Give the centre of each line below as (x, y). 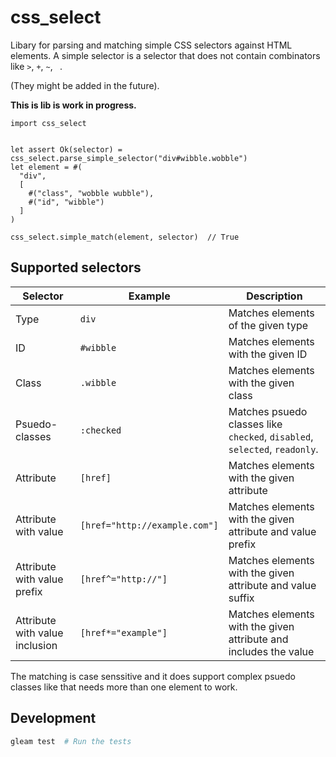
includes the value (271, 651)
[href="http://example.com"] (149, 525)
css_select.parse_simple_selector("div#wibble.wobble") (129, 158)
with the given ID (268, 354)
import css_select (48, 123)
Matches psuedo (268, 411)
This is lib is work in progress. (73, 105)
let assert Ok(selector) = (66, 149)
